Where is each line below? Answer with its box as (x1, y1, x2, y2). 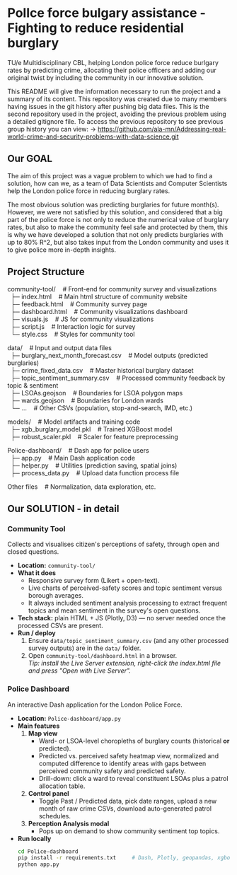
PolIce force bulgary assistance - (7, 5, 207, 21)
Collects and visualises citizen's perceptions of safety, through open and (7, 540, 219, 549)
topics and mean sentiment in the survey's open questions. (28, 606, 201, 615)
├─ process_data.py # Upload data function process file (10, 468, 180, 477)
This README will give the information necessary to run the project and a (7, 87, 221, 95)
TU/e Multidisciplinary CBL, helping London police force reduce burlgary (7, 58, 219, 66)
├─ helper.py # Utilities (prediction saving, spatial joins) (10, 461, 178, 470)
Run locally (17, 834, 52, 842)
